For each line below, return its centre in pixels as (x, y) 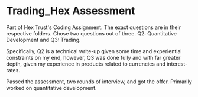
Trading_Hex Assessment (71, 11)
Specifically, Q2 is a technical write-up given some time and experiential (94, 51)
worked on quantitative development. (51, 88)
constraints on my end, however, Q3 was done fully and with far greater (93, 57)
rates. (13, 70)
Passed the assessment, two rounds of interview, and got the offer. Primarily (99, 82)
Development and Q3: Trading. (43, 40)
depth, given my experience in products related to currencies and (86, 64)
